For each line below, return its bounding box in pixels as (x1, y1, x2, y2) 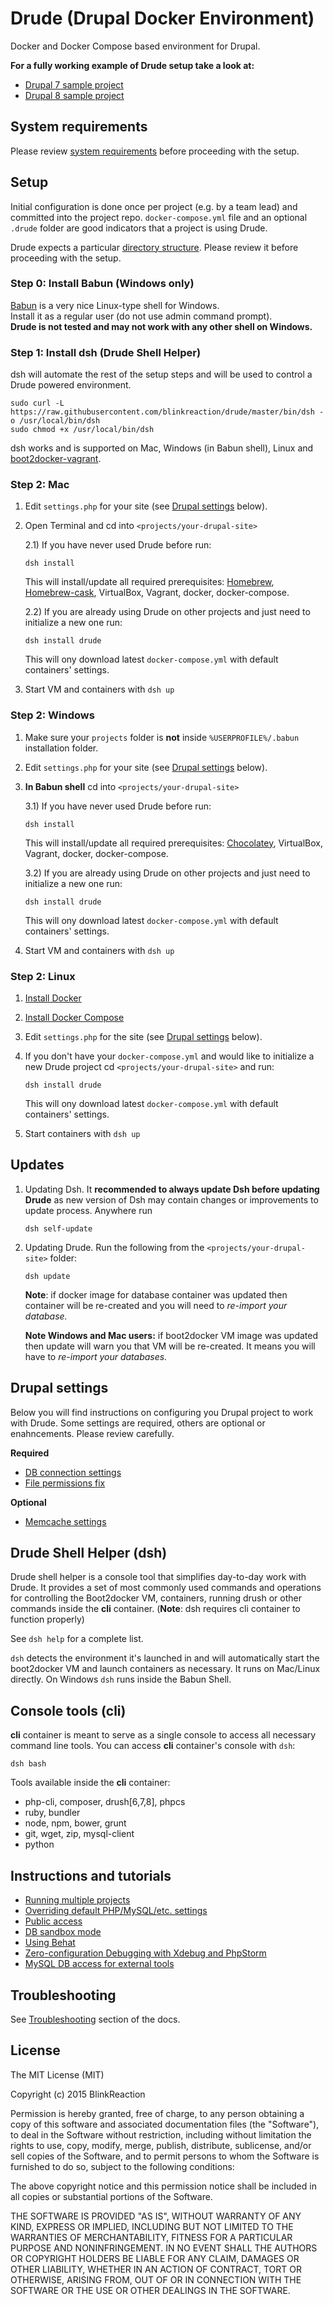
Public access (24, 1915, 83, 1927)
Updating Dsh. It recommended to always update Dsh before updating (24, 1183, 320, 1195)
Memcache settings (24, 1515, 107, 1527)
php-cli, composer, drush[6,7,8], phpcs (24, 1796, 186, 1808)
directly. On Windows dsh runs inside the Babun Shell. (10, 1673, 232, 1686)
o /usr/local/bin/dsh (10, 416, 101, 426)
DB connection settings (24, 1466, 122, 1478)
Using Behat (24, 1937, 76, 1949)
